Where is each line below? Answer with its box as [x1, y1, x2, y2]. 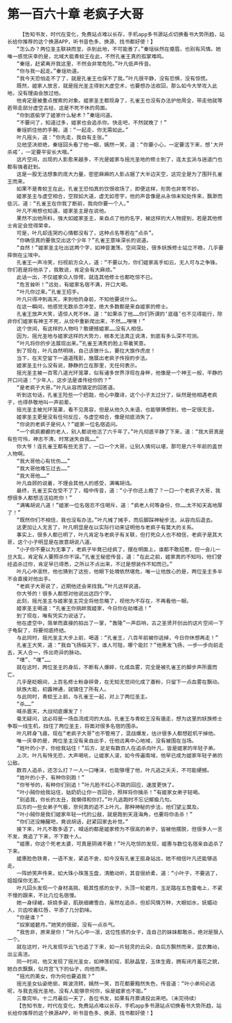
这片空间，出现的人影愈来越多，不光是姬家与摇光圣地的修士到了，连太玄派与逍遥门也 [16, 156, 223, 163]
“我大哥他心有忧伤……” [16, 458, 71, 465]
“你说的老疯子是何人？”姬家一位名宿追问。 [16, 420, 121, 428]
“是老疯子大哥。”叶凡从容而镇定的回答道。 [16, 384, 118, 391]
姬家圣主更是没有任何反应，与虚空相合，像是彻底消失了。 [16, 413, 156, 420]
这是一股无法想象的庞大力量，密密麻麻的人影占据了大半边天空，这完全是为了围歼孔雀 [16, 170, 223, 177]
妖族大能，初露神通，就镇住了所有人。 [16, 686, 109, 693]
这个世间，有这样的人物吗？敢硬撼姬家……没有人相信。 [16, 325, 147, 332]
